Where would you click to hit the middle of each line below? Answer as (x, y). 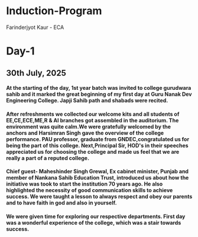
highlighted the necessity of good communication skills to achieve (90, 190)
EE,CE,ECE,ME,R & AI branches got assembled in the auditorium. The (92, 120)
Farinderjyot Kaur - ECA (35, 27)
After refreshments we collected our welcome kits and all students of (93, 114)
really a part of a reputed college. (48, 158)
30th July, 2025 (36, 73)
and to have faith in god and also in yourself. (61, 203)
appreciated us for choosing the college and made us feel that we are (93, 151)
